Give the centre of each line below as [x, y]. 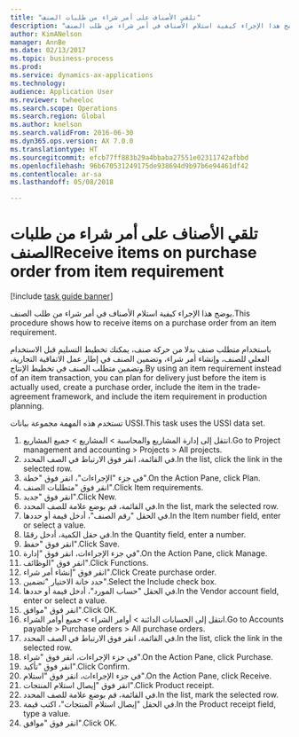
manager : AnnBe [38, 42]
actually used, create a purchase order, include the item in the [123, 388]
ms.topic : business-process [62, 59]
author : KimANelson [46, 34]
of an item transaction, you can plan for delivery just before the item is [138, 378]
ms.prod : [26, 67]
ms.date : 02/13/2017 [48, 51]
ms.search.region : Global [58, 116]
